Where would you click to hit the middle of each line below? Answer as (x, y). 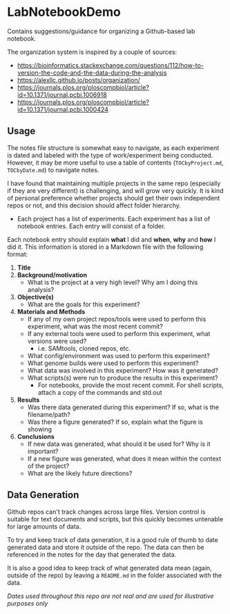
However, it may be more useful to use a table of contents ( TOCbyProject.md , (115, 162)
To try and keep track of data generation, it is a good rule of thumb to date (113, 539)
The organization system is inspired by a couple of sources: (92, 52)
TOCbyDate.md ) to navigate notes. (53, 169)
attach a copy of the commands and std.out (100, 392)
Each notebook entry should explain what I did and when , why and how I (112, 239)
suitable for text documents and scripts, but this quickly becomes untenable (115, 519)
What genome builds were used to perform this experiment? (113, 363)
